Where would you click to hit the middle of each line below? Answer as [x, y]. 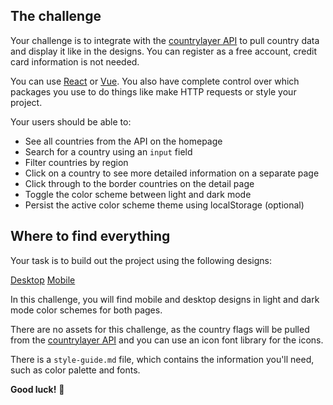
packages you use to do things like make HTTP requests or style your [153, 91]
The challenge [56, 16]
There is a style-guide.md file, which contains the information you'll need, [162, 359]
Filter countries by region [76, 162]
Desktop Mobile [43, 280]
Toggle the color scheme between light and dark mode [138, 194]
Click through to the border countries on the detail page [139, 183]
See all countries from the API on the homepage [123, 141]
